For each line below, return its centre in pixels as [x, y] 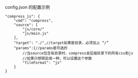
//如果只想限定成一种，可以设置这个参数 [57, 58]
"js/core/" [34, 29]
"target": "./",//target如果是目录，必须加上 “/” [61, 43]
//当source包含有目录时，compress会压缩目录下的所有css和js [78, 53]
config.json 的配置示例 [27, 7]
